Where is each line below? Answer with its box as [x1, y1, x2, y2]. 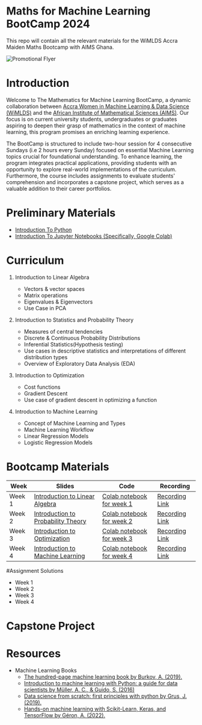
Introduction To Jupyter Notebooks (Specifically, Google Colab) [14, 232, 173, 240]
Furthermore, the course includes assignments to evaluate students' [6, 172, 176, 179]
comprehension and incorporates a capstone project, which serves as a [6, 178, 185, 185]
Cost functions [23, 383, 61, 391]
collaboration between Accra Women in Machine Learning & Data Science [6, 103, 189, 110]
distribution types [23, 353, 68, 360]
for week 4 [102, 551, 133, 560]
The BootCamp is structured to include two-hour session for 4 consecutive [6, 140, 192, 147]
